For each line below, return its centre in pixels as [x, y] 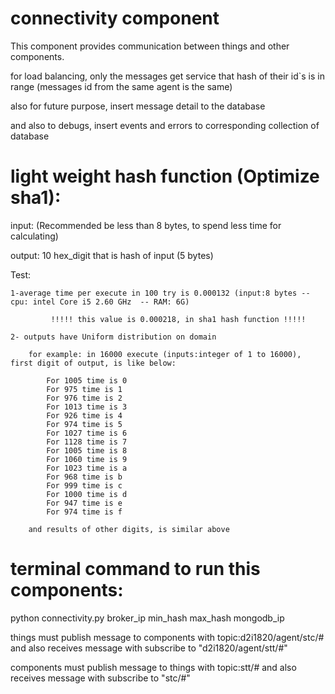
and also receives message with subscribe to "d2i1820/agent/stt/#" [149, 648]
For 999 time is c [84, 485]
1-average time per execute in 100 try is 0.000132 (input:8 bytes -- [160, 293]
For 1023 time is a [87, 468]
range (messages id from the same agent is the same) [121, 86]
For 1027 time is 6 [87, 433]
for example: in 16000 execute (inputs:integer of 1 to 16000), [165, 354]
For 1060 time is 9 [87, 459]
